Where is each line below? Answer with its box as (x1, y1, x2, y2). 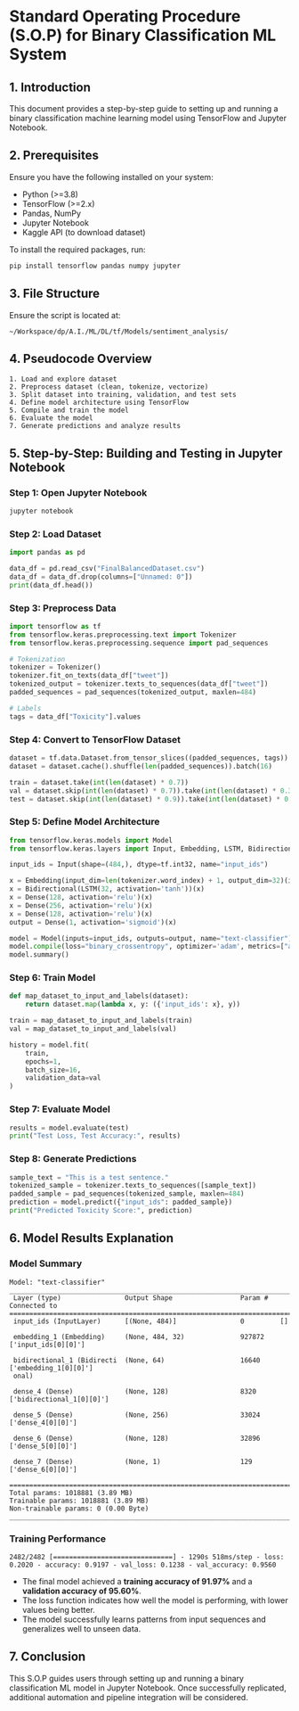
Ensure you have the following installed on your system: (9, 171, 214, 182)
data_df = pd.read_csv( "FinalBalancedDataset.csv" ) (9, 564, 205, 573)
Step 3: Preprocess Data (9, 602, 117, 614)
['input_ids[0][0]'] (9, 1340, 86, 1349)
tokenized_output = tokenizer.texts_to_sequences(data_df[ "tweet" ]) (9, 679, 269, 688)
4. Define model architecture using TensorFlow (9, 399, 190, 407)
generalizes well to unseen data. (21, 1623, 141, 1633)
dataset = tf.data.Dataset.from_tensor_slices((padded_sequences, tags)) (9, 753, 289, 763)
